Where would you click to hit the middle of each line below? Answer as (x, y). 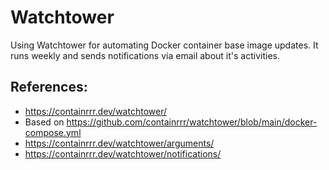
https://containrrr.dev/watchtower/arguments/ (119, 143)
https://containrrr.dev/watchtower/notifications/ (123, 153)
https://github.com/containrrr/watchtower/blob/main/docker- (192, 122)
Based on (44, 122)
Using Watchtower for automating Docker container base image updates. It (164, 45)
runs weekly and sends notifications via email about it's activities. (145, 55)
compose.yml (53, 132)
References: (49, 87)
